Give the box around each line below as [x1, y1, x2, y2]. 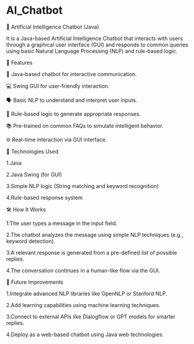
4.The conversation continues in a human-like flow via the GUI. [6, 267, 161, 274]
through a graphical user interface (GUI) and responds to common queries [6, 41, 189, 48]
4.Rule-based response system [6, 194, 83, 201]
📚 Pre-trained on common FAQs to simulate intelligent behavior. [6, 122, 164, 129]
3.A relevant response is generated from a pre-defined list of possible [6, 249, 177, 256]
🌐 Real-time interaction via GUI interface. [6, 136, 107, 143]
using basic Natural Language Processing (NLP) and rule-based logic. [6, 47, 177, 54]
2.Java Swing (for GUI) [6, 171, 62, 178]
